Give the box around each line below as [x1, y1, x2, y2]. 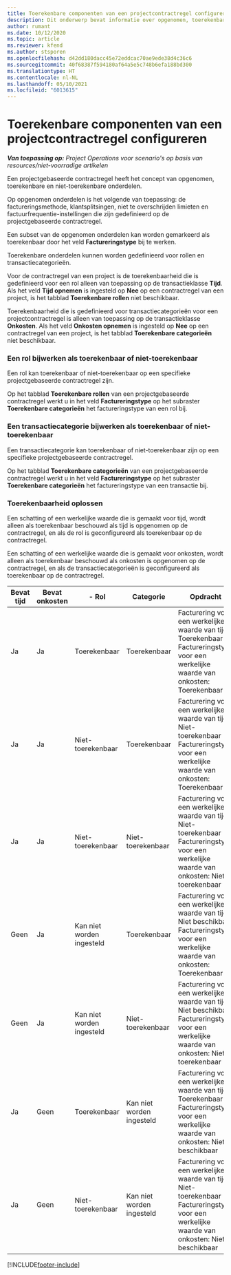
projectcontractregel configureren [7, 131, 208, 147]
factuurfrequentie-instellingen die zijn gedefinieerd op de [7, 210, 170, 218]
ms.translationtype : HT [7, 67, 76, 74]
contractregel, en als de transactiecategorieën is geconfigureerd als [7, 564, 200, 572]
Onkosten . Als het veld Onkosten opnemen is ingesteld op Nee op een [7, 322, 209, 330]
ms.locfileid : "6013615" [7, 87, 78, 94]
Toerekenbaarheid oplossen [7, 498, 103, 508]
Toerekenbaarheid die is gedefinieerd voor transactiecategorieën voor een [7, 307, 219, 315]
